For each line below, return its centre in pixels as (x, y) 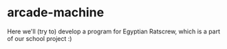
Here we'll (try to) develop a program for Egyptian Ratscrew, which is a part (114, 31)
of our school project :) (40, 38)
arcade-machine (56, 13)
